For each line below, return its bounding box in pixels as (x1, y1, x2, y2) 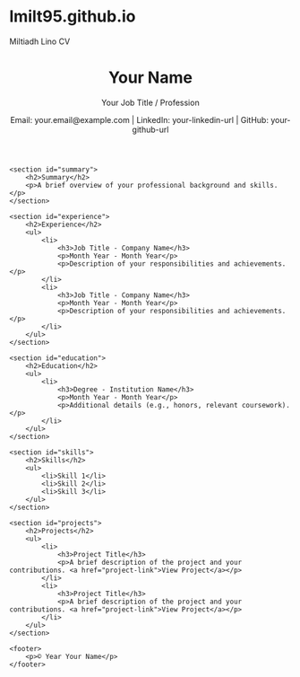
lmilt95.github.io (9, 6, 136, 27)
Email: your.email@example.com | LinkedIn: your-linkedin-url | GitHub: (10, 114, 269, 125)
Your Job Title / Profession (101, 97, 200, 108)
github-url (132, 124, 169, 135)
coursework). (241, 400, 291, 409)
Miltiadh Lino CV (9, 36, 71, 47)
